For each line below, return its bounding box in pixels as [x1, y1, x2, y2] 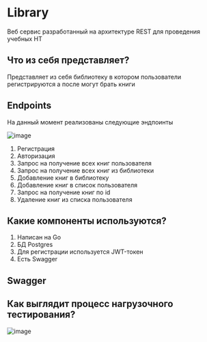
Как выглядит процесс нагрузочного [7, 298, 174, 310]
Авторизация [16, 152, 56, 160]
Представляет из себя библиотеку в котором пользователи [7, 73, 182, 81]
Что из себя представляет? [7, 55, 130, 66]
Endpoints [7, 100, 52, 111]
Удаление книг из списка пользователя [16, 195, 133, 203]
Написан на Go [16, 233, 61, 241]
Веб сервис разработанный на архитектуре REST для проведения [7, 27, 200, 36]
